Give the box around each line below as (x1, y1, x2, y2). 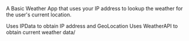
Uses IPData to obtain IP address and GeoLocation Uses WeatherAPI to (6, 23, 178, 29)
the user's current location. (6, 11, 72, 18)
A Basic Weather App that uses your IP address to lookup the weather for (6, 5, 183, 12)
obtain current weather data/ (6, 29, 76, 36)
